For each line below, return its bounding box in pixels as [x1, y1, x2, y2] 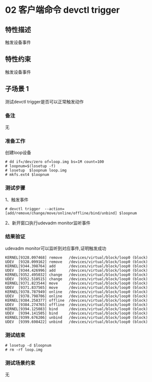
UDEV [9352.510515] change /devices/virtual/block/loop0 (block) [5, 276, 148, 282]
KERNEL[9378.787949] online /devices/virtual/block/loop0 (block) [5, 289, 148, 294]
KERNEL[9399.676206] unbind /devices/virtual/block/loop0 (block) [5, 315, 148, 320]
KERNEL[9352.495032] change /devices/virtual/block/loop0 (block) [5, 272, 148, 277]
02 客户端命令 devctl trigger [5, 4, 120, 16]
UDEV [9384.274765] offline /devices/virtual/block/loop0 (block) [5, 302, 148, 307]
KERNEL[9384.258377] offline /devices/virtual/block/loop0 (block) [5, 298, 148, 303]
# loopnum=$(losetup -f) [5, 164, 56, 169]
